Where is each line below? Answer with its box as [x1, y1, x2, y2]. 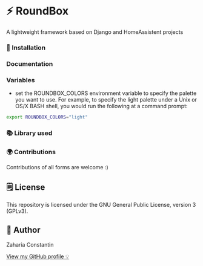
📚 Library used [6, 129, 53, 137]
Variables [6, 76, 35, 84]
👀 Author [6, 225, 41, 235]
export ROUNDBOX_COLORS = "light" [6, 114, 88, 120]
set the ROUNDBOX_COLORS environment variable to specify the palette [15, 89, 197, 97]
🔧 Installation [6, 43, 46, 51]
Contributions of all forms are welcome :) [6, 164, 109, 171]
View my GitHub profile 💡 [6, 253, 70, 260]
